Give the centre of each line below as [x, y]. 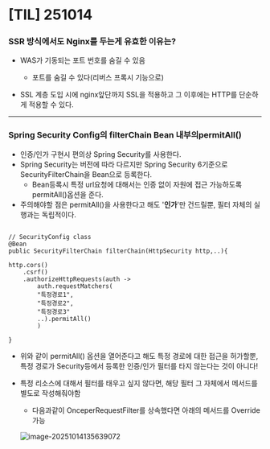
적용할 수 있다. [51, 105]
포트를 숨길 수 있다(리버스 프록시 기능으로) [98, 77]
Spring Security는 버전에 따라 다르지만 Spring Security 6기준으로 [124, 164]
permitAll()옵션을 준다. [68, 194]
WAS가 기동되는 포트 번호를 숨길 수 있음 [83, 60]
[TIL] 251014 [51, 15]
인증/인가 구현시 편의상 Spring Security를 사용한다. [100, 154]
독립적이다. [59, 214]
